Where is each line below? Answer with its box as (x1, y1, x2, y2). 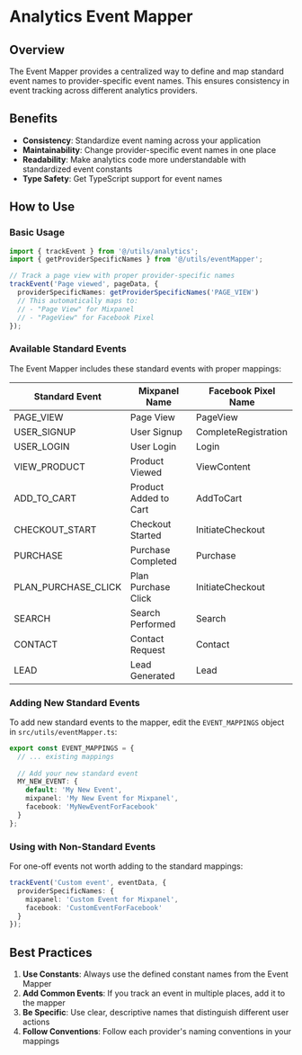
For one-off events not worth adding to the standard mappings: (9, 861, 244, 872)
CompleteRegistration (196, 425, 288, 438)
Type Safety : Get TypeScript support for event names (22, 173, 223, 183)
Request (129, 643, 165, 656)
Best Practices (9, 944, 93, 960)
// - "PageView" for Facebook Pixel (17, 313, 155, 322)
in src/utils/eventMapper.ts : (9, 726, 118, 737)
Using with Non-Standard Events (9, 840, 155, 853)
